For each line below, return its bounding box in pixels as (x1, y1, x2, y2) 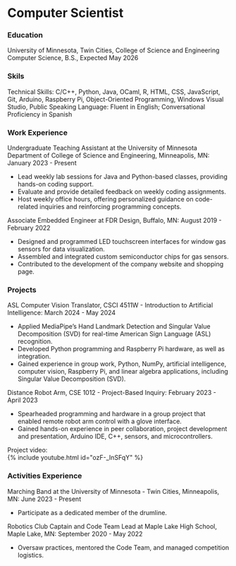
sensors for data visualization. (17, 245, 106, 254)
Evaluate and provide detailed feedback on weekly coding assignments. (17, 187, 227, 196)
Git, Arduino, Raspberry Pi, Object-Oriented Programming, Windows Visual (7, 95, 224, 103)
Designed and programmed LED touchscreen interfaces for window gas (17, 237, 227, 246)
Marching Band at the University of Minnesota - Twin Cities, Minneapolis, (7, 487, 220, 495)
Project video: (7, 446, 48, 454)
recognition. (17, 337, 53, 346)
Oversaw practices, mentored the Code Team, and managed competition (17, 543, 230, 552)
